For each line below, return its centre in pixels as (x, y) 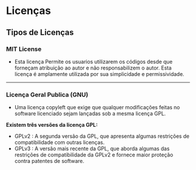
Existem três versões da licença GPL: (52, 125)
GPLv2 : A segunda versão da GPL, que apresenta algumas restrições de (102, 136)
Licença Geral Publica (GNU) (47, 95)
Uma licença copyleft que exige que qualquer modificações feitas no (97, 107)
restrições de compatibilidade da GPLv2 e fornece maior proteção (94, 155)
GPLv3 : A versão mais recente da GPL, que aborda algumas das (92, 149)
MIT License (24, 49)
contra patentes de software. (49, 161)
